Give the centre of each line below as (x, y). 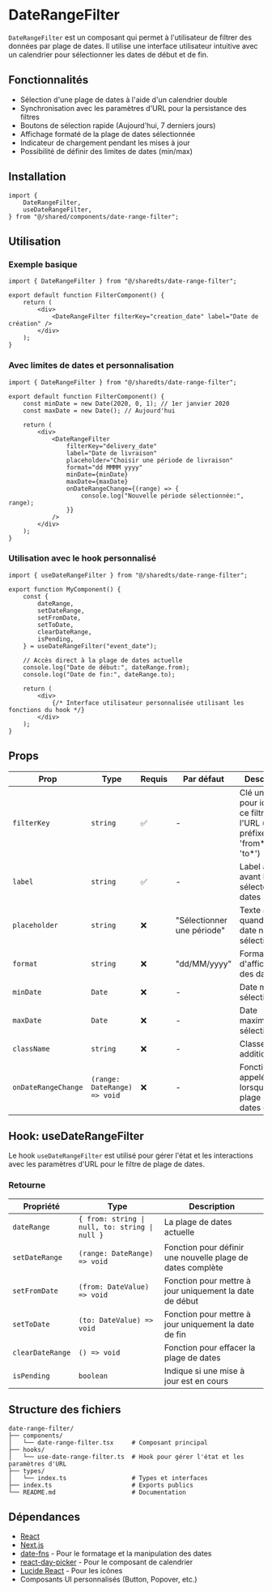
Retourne (27, 1185)
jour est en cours (197, 1381)
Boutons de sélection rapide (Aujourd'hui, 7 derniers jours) (118, 125)
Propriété (42, 1206)
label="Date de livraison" (112, 453)
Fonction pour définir (204, 1247)
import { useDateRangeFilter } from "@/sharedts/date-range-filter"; (128, 575)
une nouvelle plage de (206, 1257)
